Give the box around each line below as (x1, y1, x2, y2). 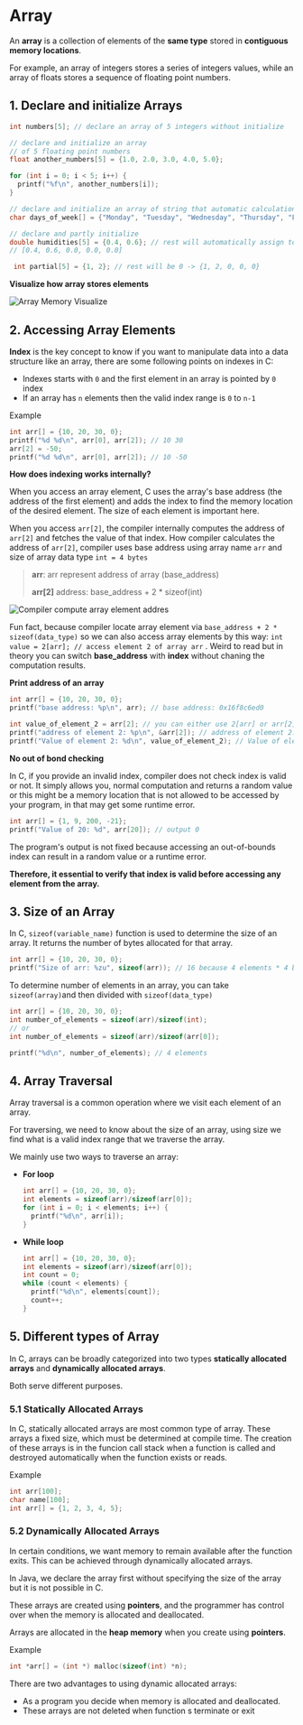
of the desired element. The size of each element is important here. (9, 505, 260, 516)
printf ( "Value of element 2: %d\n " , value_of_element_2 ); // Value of (9, 737, 280, 746)
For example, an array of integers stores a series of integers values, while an (9, 62, 294, 73)
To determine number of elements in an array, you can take (9, 980, 230, 991)
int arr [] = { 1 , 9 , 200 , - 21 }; (9, 816, 127, 826)
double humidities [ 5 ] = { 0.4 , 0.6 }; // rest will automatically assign (9, 237, 284, 246)
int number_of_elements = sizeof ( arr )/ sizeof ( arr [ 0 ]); (9, 1032, 220, 1041)
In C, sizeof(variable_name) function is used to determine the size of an (9, 928, 278, 939)
